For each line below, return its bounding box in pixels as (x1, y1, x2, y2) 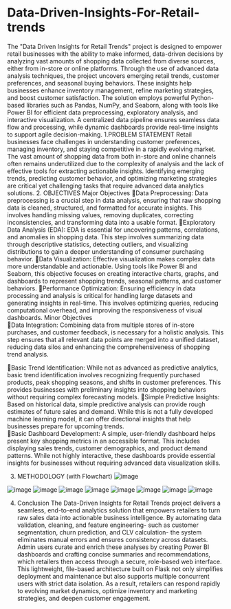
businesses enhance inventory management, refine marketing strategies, (7, 86, 214, 94)
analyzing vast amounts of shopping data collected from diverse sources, (7, 57, 215, 65)
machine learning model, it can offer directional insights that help (7, 415, 191, 423)
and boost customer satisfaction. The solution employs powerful (7, 93, 190, 101)
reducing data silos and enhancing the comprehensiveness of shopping (7, 343, 210, 351)
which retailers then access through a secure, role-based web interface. (16, 557, 222, 566)
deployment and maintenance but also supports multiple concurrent (16, 572, 210, 580)
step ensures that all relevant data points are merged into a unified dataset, (7, 335, 220, 343)
